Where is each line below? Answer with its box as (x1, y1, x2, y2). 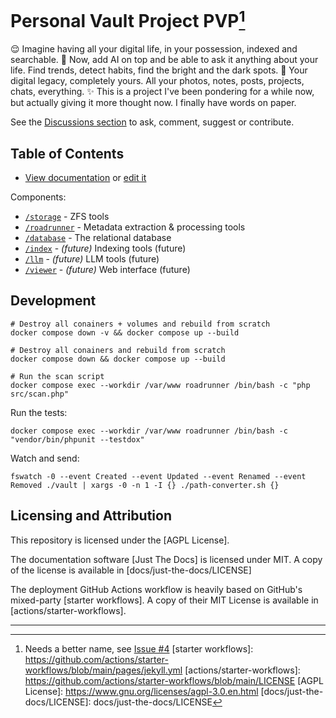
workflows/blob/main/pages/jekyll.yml (24, 664, 183, 676)
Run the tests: (10, 406, 68, 418)
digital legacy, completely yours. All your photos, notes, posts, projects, (10, 75, 305, 87)
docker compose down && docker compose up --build (10, 354, 226, 364)
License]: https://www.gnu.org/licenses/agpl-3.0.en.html (24, 685, 259, 697)
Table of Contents (10, 145, 125, 162)
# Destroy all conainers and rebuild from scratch (10, 345, 226, 355)
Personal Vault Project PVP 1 (10, 6, 246, 33)
